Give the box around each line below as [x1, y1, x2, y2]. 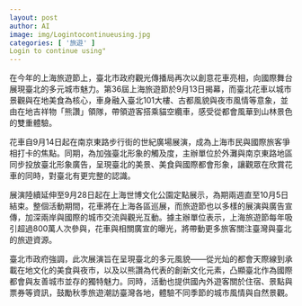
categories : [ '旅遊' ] [9, 38, 96, 48]
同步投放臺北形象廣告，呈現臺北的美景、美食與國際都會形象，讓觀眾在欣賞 [9, 159, 285, 170]
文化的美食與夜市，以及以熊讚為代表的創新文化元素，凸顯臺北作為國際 [32, 265, 293, 275]
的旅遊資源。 [9, 235, 57, 246]
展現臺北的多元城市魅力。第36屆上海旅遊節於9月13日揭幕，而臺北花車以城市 [9, 84, 292, 94]
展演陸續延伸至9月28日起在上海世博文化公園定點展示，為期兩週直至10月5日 [9, 190, 289, 201]
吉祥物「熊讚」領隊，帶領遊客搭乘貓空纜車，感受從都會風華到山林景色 [32, 106, 293, 117]
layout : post [9, 13, 58, 22]
